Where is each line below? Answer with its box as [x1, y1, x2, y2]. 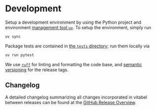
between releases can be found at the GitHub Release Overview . [5, 99, 137, 105]
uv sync [5, 34, 21, 39]
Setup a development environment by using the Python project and [5, 19, 142, 25]
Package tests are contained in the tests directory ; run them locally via [5, 43, 150, 49]
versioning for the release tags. [5, 67, 69, 73]
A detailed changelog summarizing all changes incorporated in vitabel [5, 94, 147, 100]
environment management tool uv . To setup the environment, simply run [5, 24, 152, 30]
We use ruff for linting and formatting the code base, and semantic [5, 61, 142, 67]
